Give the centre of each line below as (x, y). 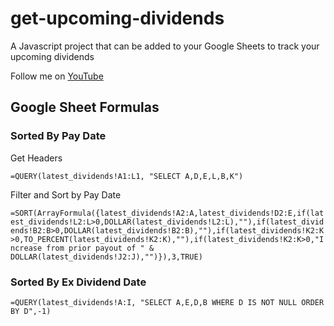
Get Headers (36, 158)
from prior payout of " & (100, 248)
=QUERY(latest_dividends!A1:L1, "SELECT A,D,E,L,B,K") (127, 176)
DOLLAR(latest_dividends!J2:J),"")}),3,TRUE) (106, 257)
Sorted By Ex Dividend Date (78, 282)
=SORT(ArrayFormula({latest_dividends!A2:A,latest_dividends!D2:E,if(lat (167, 213)
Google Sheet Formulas (85, 107)
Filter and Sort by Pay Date (66, 194)
